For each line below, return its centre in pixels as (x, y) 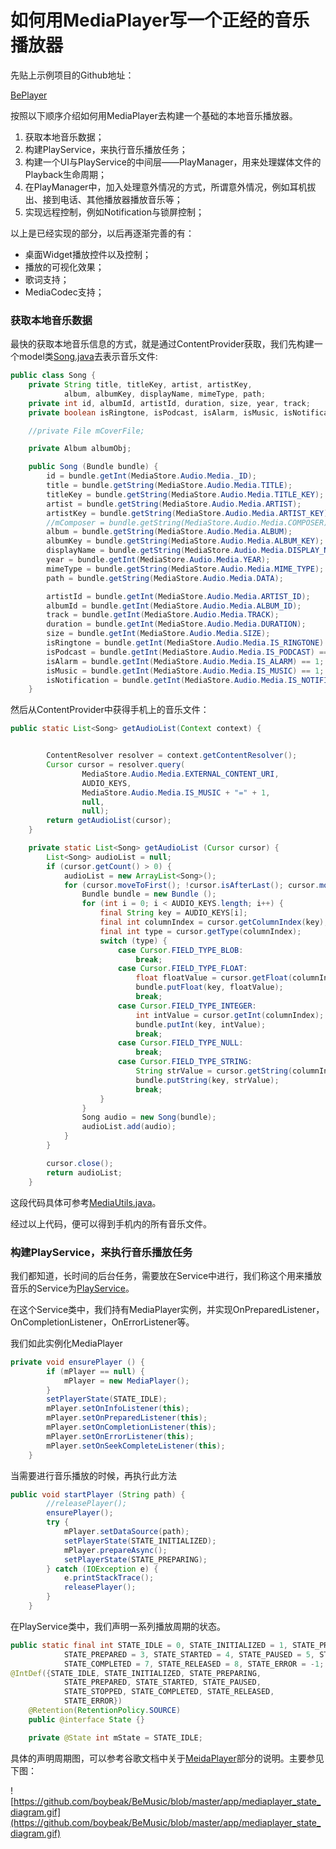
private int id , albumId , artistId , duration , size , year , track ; (169, 403)
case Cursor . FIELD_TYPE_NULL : (180, 1043)
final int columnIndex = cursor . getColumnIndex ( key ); (214, 922)
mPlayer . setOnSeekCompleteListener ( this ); (136, 1446)
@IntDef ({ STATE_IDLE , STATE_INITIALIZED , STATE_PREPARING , (136, 1673)
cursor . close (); (80, 1163)
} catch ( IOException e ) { (102, 1569)
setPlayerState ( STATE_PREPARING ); (135, 1559)
